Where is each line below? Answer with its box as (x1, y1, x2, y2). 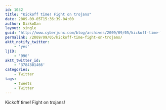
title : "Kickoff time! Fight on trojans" (5, 12, 92, 17)
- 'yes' (14, 44, 30, 49)
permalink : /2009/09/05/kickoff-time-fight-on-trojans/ (5, 35, 123, 40)
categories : (5, 67, 30, 72)
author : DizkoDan (5, 21, 41, 26)
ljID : (5, 49, 16, 54)
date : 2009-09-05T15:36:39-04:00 (5, 16, 74, 21)
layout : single (5, 26, 37, 31)
